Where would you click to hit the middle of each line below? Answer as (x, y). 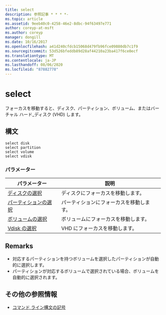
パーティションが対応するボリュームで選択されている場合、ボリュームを (85, 271)
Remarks (19, 246)
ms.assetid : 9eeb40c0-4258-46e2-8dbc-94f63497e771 (58, 23)
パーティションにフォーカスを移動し (103, 202)
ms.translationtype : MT (30, 56)
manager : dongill (23, 38)
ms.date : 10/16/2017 (26, 42)
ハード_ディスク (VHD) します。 (51, 114)
